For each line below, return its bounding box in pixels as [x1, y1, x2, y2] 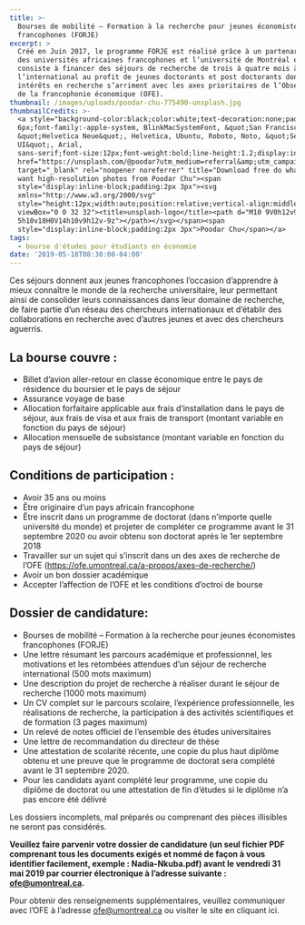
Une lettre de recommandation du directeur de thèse [22, 736, 220, 747]
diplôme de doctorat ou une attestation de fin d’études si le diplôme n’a [22, 784, 289, 795]
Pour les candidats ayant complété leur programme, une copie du [22, 774, 268, 785]
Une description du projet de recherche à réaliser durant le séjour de [22, 678, 280, 689]
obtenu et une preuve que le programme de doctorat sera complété [22, 755, 275, 766]
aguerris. [9, 324, 44, 335]
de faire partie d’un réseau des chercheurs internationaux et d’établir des [9, 304, 282, 315]
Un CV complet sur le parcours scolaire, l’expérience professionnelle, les [22, 697, 295, 708]
